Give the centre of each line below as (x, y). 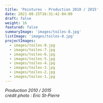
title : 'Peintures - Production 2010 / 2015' (52, 9)
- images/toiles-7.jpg (32, 50)
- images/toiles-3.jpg (32, 68)
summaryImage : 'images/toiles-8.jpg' (43, 32)
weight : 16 (16, 23)
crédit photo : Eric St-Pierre (32, 95)
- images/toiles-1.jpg (32, 77)
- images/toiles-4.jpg (32, 63)
